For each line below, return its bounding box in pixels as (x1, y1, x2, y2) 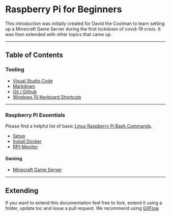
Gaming (5, 155, 22, 161)
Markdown (12, 83, 36, 89)
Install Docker (12, 138, 42, 144)
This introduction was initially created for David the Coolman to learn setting (5, 20, 165, 26)
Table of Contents (5, 51, 64, 60)
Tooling (5, 66, 24, 73)
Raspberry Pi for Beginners (5, 4, 122, 15)
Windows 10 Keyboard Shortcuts (12, 94, 81, 100)
